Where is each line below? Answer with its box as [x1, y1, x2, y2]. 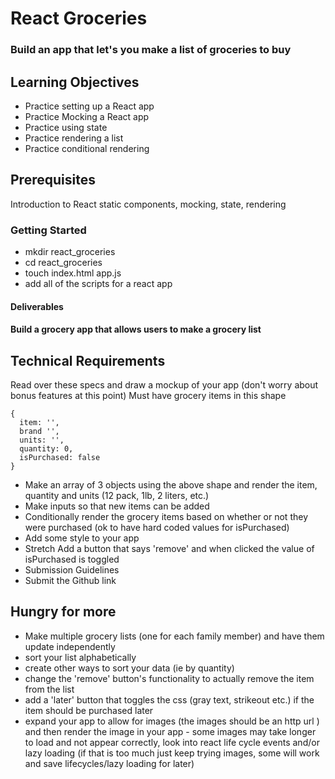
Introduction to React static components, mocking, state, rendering [10, 198, 287, 210]
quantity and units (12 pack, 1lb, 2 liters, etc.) [24, 490, 210, 502]
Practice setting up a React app [24, 100, 155, 112]
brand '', [19, 427, 60, 437]
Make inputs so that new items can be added [24, 500, 210, 512]
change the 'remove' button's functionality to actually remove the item [24, 672, 315, 684]
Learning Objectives [10, 73, 140, 91]
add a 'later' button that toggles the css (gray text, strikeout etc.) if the [24, 693, 315, 706]
